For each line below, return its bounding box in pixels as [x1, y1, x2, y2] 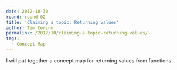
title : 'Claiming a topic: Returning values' [6, 19, 119, 25]
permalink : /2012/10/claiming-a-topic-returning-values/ [6, 30, 148, 36]
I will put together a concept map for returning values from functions [6, 57, 172, 64]
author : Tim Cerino [6, 24, 54, 31]
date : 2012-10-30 [6, 8, 49, 15]
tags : [6, 36, 19, 41]
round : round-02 [6, 14, 46, 20]
